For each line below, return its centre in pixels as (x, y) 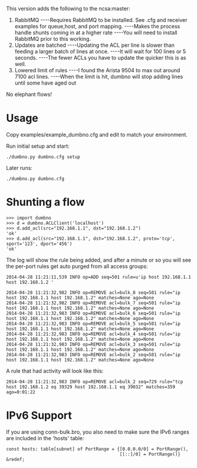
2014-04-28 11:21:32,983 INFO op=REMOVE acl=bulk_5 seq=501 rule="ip (93, 324)
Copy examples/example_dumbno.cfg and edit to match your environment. (97, 134)
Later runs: (19, 167)
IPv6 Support (39, 416)
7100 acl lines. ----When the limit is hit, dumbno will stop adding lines (99, 77)
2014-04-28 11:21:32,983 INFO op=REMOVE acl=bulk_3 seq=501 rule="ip (93, 344)
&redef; (16, 459)
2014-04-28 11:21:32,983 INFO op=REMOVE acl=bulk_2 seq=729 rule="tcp (95, 382)
